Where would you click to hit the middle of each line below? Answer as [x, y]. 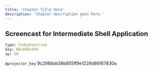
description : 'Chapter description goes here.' [55, 14]
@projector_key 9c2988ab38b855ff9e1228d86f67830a [61, 63]
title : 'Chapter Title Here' [35, 9]
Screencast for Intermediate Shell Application [77, 34]
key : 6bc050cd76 [22, 50]
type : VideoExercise [26, 45]
